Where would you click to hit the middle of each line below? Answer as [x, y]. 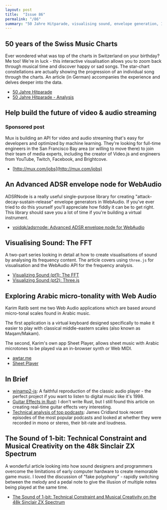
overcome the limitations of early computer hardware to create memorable [82, 471]
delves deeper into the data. [34, 82]
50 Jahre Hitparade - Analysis [43, 97]
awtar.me [22, 358]
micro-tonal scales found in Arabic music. [48, 313]
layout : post [19, 10]
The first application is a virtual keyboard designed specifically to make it [80, 323]
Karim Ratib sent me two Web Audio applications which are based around [80, 308]
